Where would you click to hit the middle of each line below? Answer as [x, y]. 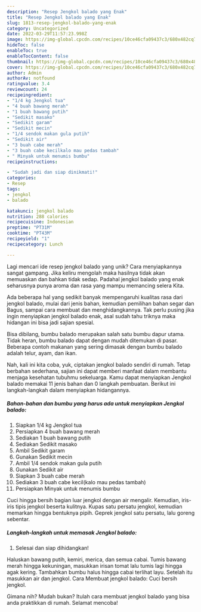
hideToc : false [26, 45]
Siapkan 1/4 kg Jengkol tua [49, 425]
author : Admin [24, 73]
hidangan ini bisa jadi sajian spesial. [51, 322]
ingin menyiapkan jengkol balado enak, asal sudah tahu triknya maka [91, 316]
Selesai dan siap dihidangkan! [52, 548]
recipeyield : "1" [28, 239]
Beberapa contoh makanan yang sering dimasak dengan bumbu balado [95, 346]
